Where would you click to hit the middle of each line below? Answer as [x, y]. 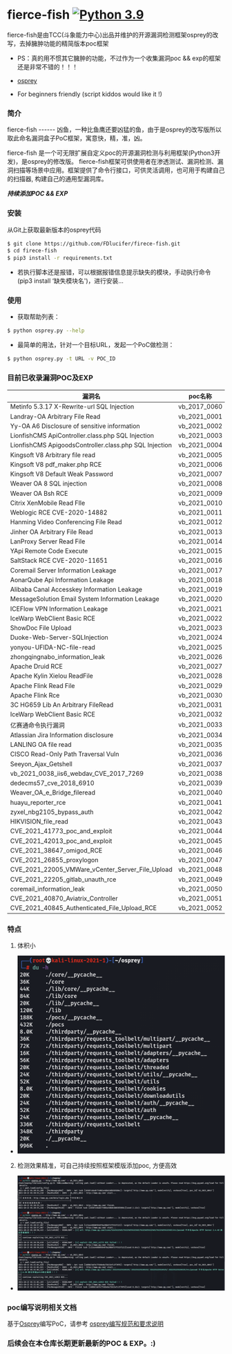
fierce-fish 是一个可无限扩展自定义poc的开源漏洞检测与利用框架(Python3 [111, 153]
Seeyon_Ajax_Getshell [41, 763]
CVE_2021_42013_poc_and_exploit [61, 841]
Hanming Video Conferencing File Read [66, 522]
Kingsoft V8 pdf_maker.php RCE [56, 464]
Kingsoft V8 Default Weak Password [61, 474]
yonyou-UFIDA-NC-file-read [52, 647]
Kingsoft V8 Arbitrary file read [52, 455]
